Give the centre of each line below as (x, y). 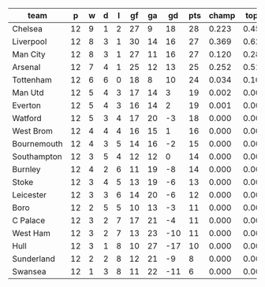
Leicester (30, 195)
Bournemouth (37, 143)
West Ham (32, 233)
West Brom (33, 131)
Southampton (37, 156)
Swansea (29, 272)
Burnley (26, 169)
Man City (29, 54)
